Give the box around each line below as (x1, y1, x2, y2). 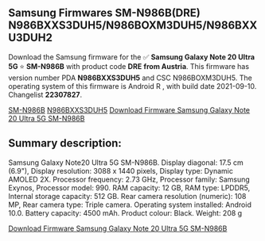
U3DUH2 (8, 31, 53, 44)
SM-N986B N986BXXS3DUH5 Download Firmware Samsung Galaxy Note (8, 105, 251, 114)
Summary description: (8, 136, 122, 150)
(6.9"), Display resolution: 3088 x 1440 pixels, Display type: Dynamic (8, 166, 233, 175)
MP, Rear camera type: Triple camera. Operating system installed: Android (8, 200, 252, 209)
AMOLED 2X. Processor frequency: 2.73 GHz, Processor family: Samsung (8, 174, 251, 184)
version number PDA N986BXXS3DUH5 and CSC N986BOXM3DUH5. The (8, 73, 252, 82)
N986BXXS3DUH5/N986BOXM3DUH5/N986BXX (8, 19, 258, 33)
